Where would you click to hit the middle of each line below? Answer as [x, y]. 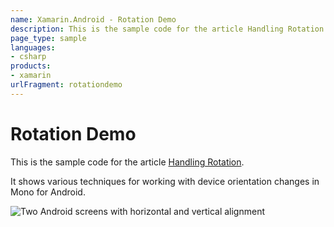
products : [31, 66]
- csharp [28, 57]
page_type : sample [48, 38]
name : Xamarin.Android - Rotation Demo [93, 19]
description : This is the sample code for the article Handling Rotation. [169, 29]
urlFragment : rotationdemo [66, 85]
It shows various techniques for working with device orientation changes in [165, 181]
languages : [33, 47]
